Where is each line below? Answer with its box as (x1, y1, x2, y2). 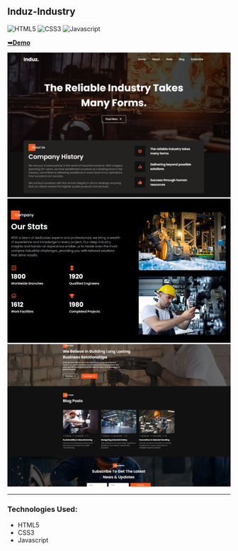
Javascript (17, 535, 49, 544)
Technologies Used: (7, 504, 78, 514)
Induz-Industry (7, 6, 76, 18)
